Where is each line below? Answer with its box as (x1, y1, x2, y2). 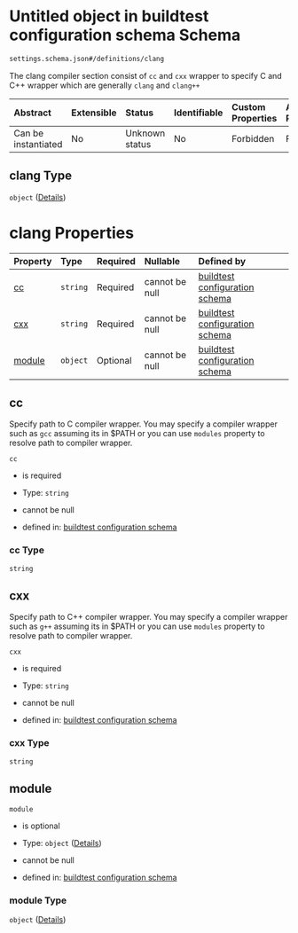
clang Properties (9, 223, 135, 243)
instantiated (13, 137, 63, 150)
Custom (231, 100, 266, 113)
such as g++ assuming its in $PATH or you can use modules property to (9, 621, 265, 631)
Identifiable (173, 106, 223, 119)
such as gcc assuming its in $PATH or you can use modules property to (9, 428, 265, 439)
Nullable (144, 255, 180, 267)
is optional (21, 820, 60, 831)
